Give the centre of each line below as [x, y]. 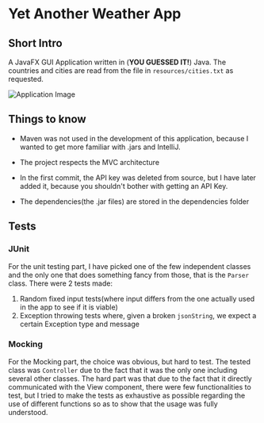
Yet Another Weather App [95, 14]
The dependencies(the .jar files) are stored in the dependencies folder [134, 201]
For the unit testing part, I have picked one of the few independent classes [130, 266]
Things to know [47, 119]
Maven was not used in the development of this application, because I [134, 138]
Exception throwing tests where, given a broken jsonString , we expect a [138, 315]
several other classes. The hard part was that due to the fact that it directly [130, 379]
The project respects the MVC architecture [90, 162]
